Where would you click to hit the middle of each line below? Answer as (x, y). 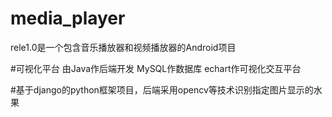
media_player (68, 18)
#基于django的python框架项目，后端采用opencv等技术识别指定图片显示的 (162, 89)
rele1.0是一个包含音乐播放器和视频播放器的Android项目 (123, 47)
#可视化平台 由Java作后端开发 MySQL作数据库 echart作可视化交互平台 (156, 68)
